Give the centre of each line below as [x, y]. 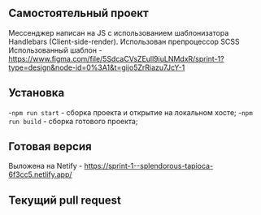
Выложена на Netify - [46, 166]
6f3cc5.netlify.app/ [40, 174]
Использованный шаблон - [55, 50]
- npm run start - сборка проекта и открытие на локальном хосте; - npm [131, 112]
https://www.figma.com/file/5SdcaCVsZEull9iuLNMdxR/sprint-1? [117, 58]
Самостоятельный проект [78, 13]
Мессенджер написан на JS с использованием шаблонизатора [119, 32]
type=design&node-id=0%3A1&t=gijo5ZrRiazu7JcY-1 [97, 67]
